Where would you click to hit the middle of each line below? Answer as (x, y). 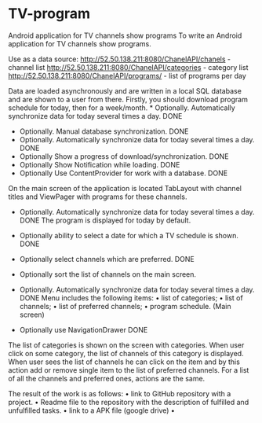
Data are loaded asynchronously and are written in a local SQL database (125, 90)
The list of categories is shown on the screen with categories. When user (126, 345)
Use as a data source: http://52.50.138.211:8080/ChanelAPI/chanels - (120, 59)
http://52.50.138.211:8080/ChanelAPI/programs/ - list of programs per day (127, 75)
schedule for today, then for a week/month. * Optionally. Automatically (122, 108)
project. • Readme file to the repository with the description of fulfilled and (129, 402)
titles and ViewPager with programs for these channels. (98, 197)
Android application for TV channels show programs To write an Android (125, 35)
